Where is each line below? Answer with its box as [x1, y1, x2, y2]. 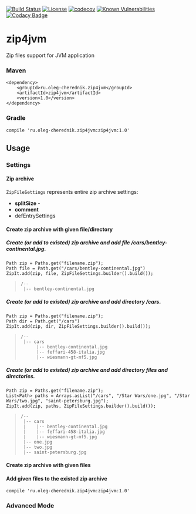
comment [14, 206, 39, 213]
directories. [6, 373, 35, 380]
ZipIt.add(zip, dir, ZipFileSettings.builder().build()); [6, 323, 151, 329]
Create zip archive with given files [6, 462, 91, 469]
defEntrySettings [14, 212, 56, 220]
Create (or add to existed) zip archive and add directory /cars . [6, 298, 161, 305]
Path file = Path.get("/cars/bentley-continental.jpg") [6, 265, 146, 271]
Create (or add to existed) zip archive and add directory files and [6, 367, 168, 374]
